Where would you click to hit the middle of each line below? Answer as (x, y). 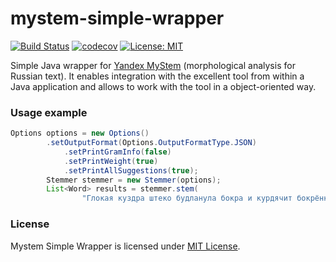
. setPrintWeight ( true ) (111, 161)
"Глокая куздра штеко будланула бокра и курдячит (187, 198)
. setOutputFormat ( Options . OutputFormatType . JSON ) (151, 143)
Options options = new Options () (80, 133)
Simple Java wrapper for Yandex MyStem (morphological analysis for (153, 65)
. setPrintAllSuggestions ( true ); (131, 170)
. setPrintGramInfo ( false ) (117, 152)
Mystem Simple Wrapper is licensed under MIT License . (125, 246)
